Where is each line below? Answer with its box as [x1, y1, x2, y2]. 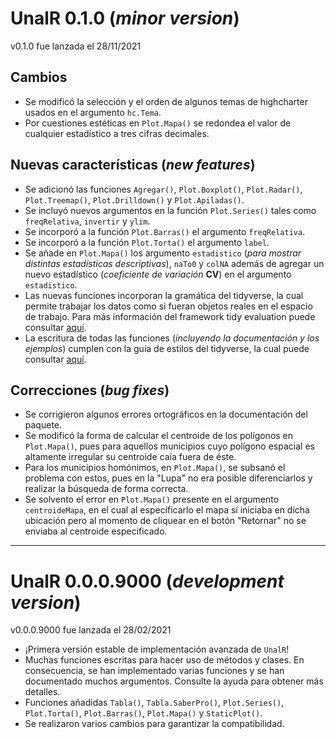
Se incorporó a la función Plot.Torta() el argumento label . [24, 236, 270, 248]
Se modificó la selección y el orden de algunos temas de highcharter [24, 95, 308, 107]
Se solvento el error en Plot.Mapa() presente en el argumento [24, 493, 280, 506]
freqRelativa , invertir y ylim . [24, 215, 151, 227]
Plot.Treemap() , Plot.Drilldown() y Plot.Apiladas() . [24, 193, 245, 206]
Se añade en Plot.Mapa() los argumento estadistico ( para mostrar [24, 247, 302, 259]
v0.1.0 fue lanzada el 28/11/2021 [10, 40, 142, 52]
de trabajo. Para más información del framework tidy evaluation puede [24, 310, 316, 322]
